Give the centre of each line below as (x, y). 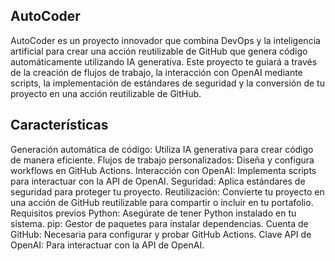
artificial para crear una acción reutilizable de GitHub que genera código (159, 51)
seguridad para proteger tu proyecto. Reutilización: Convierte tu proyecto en (167, 191)
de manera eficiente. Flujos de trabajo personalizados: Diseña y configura (162, 160)
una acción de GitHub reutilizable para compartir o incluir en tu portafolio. (162, 202)
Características (59, 125)
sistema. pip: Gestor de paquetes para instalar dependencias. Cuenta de (159, 223)
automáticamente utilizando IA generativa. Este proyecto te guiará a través (164, 61)
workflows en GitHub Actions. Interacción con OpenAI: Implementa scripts (163, 170)
